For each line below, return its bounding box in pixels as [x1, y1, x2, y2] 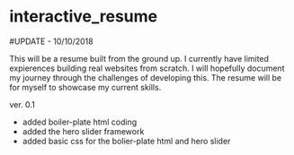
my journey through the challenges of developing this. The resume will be [9, 72, 281, 82]
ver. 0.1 [9, 99, 36, 109]
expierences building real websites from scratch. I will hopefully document [9, 63, 285, 73]
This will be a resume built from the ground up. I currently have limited [9, 53, 270, 64]
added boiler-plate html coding [22, 116, 138, 127]
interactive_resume [9, 6, 158, 27]
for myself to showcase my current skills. [9, 82, 162, 92]
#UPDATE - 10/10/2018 [9, 36, 94, 47]
